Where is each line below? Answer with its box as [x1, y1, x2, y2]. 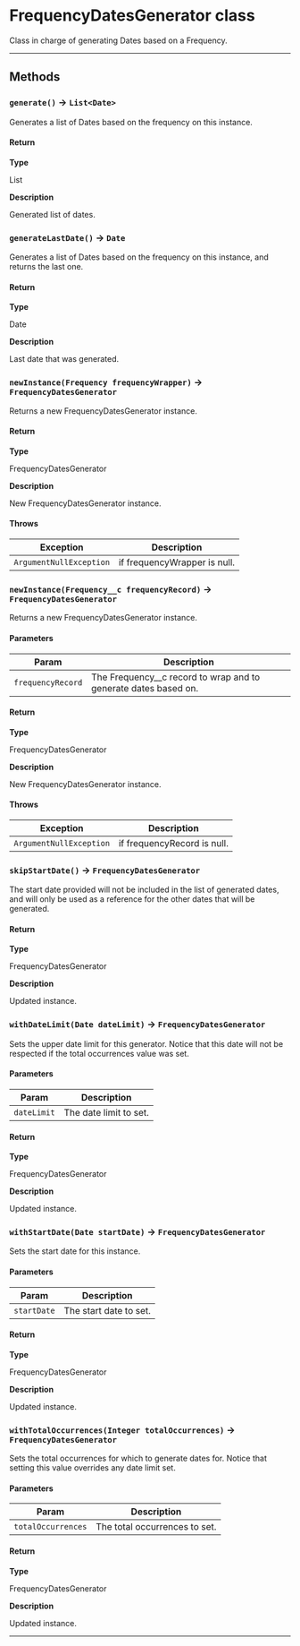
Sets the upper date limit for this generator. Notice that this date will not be [9, 1038, 284, 1049]
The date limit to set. [63, 1106, 150, 1119]
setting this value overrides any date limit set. [9, 1462, 176, 1473]
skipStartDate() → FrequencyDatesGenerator [9, 863, 201, 876]
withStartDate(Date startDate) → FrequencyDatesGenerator [9, 1226, 266, 1239]
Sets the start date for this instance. [9, 1246, 141, 1256]
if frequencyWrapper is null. [118, 556, 235, 569]
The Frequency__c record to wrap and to [90, 671, 261, 683]
